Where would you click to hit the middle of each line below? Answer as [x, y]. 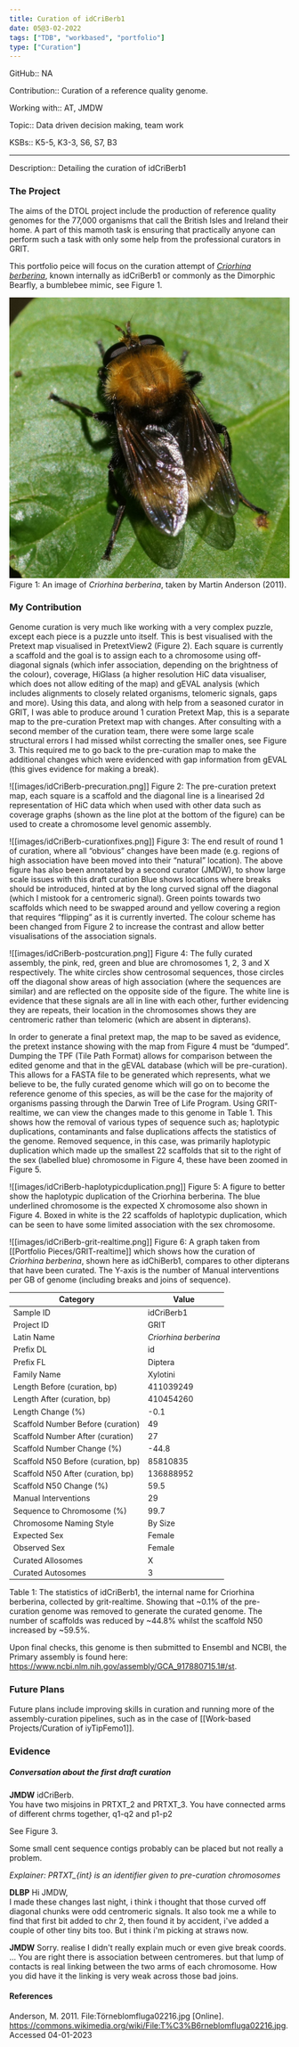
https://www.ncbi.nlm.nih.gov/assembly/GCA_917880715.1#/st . [123, 1666]
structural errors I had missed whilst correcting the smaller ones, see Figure [148, 741]
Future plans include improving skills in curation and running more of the [142, 1709]
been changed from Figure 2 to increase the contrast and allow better [137, 926]
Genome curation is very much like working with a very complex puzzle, [141, 626]
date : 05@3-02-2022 [45, 28]
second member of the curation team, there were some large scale [132, 731]
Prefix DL [30, 1349]
